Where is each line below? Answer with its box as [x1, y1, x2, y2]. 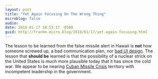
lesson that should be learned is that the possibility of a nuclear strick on [5, 53, 153, 59]
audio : [5, 20, 19, 26]
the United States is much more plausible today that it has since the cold [5, 59, 151, 64]
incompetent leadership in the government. [5, 69, 92, 74]
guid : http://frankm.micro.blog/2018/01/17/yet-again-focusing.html [5, 30, 148, 34]
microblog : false [5, 16, 41, 21]
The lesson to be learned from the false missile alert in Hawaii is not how [5, 43, 152, 48]
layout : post [5, 7, 32, 12]
